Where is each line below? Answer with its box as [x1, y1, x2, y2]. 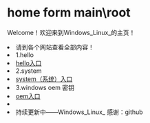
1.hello [16, 50, 34, 59]
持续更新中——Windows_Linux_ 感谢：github [16, 108, 143, 116]
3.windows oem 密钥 [16, 83, 74, 91]
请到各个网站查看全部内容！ [16, 43, 94, 51]
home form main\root [7, 5, 131, 21]
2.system [16, 67, 43, 75]
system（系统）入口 [16, 74, 73, 83]
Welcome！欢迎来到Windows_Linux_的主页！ [7, 28, 136, 36]
